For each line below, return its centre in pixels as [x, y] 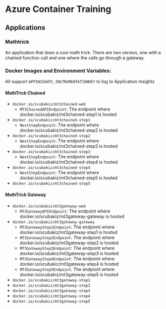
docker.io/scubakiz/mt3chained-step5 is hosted [69, 178]
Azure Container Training [58, 9]
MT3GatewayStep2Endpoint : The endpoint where [67, 237]
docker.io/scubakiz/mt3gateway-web [49, 206]
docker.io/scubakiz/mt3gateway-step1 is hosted [69, 232]
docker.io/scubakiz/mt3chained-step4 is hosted [69, 162]
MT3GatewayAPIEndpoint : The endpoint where [65, 211]
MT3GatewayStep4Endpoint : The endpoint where [67, 258]
